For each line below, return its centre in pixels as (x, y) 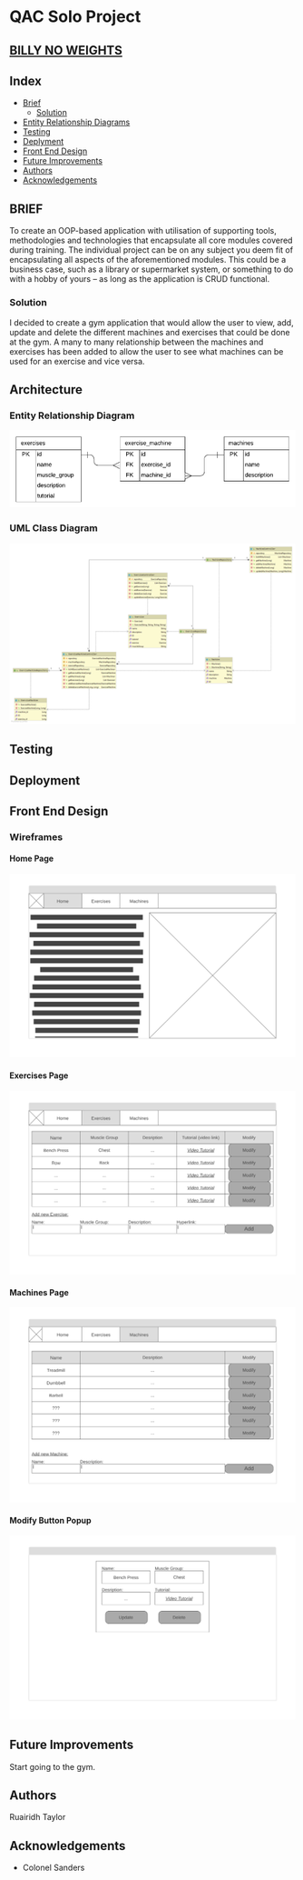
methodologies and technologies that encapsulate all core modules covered (151, 240)
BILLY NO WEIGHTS (66, 50)
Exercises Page (39, 1075)
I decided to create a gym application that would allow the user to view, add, (151, 322)
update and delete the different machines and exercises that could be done (150, 332)
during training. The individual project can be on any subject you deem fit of (151, 250)
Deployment (45, 780)
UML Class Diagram (54, 528)
